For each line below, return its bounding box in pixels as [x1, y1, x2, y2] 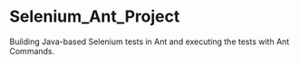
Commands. [9, 45, 55, 56]
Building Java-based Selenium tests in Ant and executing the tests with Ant [9, 36, 290, 47]
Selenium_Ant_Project [9, 6, 180, 27]
